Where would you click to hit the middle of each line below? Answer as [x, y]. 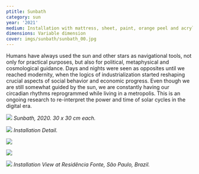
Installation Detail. [36, 130]
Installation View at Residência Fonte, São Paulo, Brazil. [81, 165]
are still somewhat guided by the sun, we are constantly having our [88, 87]
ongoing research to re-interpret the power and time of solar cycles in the [96, 100]
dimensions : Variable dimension [46, 34]
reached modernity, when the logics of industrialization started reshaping [96, 75]
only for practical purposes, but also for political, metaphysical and [88, 62]
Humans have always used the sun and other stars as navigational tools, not [99, 56]
